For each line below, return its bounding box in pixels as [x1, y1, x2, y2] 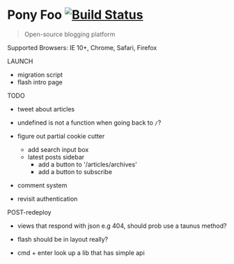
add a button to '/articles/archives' [38, 160, 137, 169]
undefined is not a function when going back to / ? [17, 118, 162, 127]
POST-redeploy [7, 208, 52, 216]
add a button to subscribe [38, 167, 113, 176]
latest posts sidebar [27, 153, 85, 161]
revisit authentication [17, 194, 78, 203]
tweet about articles [17, 104, 75, 113]
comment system [17, 181, 68, 189]
